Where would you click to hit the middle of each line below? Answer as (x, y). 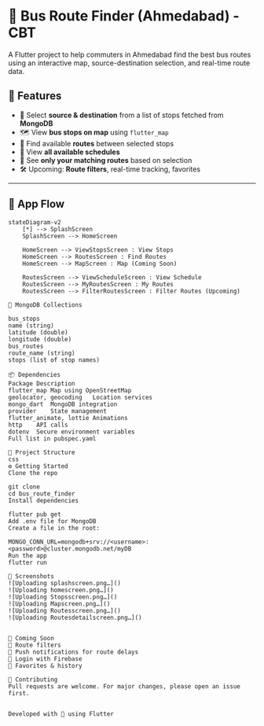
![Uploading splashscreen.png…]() (65, 583)
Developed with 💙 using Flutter (61, 714)
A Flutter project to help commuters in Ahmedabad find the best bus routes (130, 54)
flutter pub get (35, 514)
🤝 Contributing (33, 680)
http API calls (38, 425)
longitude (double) (40, 339)
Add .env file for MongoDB (52, 521)
